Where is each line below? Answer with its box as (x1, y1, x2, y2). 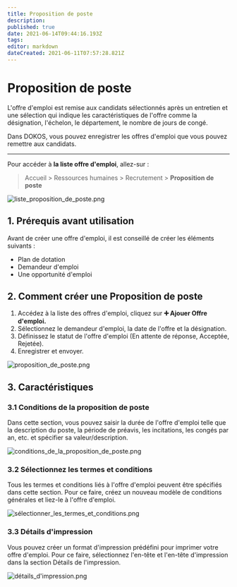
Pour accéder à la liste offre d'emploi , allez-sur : (7, 159, 150, 168)
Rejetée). (17, 339, 44, 348)
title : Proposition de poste (7, 10, 93, 18)
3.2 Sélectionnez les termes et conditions (7, 465, 153, 475)
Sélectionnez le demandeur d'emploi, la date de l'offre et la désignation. (17, 325, 227, 333)
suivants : (7, 241, 35, 250)
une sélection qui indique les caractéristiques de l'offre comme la (7, 111, 197, 119)
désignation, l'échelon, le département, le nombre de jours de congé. (7, 118, 208, 127)
